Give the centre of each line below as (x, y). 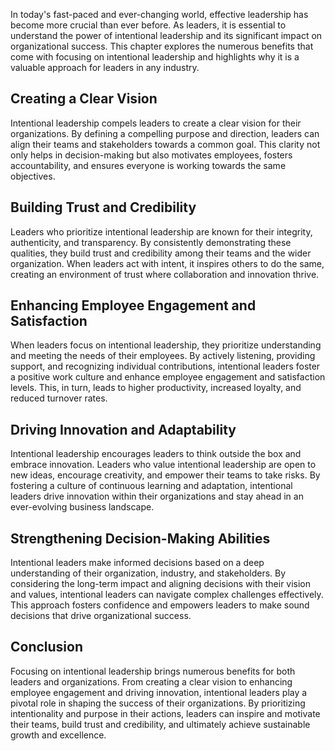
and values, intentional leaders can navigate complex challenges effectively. (167, 595)
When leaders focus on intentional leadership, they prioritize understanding (166, 345)
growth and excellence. (58, 735)
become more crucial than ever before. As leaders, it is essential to (148, 25)
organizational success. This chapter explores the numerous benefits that (162, 46)
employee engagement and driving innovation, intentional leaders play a (159, 692)
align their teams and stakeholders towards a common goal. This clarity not (165, 144)
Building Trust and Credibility (103, 207)
